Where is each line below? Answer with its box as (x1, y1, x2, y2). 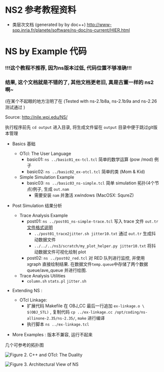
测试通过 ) (5, 104, 25, 110)
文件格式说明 (26, 224, 53, 230)
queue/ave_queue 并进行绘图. (26, 268, 87, 273)
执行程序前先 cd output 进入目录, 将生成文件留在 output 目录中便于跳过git (5, 124, 153, 130)
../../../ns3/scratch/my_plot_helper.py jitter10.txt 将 (34, 243, 152, 249)
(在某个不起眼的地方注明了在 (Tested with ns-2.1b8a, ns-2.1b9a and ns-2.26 (5, 99, 157, 104)
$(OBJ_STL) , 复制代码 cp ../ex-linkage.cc (26, 309, 113, 315)
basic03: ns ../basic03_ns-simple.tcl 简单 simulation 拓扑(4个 (26, 180, 155, 186)
